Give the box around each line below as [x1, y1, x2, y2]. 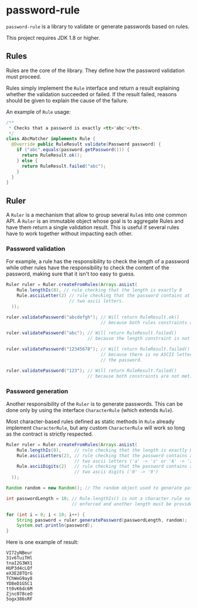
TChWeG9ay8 [6, 576, 33, 582]
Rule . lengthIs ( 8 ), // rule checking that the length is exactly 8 [16, 287, 182, 293]
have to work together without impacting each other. [6, 230, 133, 237]
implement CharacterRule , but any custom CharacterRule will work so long [6, 424, 185, 431]
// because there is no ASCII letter [100, 352, 193, 358]
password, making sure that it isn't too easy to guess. [6, 270, 135, 277]
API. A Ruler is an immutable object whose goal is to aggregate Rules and [6, 218, 184, 225]
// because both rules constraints [100, 320, 188, 325]
